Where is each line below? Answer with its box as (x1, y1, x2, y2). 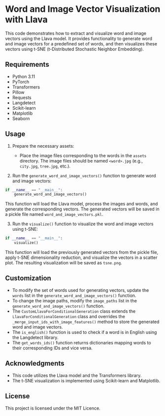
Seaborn (12, 115, 30, 122)
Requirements (5, 60, 49, 69)
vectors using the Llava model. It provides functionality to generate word (5, 36, 153, 42)
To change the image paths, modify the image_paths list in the (12, 297, 137, 303)
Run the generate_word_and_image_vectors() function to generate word (12, 172, 156, 178)
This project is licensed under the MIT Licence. (5, 405, 100, 411)
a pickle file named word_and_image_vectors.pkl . (5, 211, 103, 217)
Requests (12, 94, 32, 100)
